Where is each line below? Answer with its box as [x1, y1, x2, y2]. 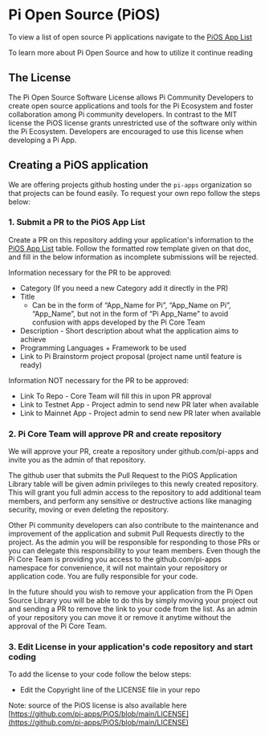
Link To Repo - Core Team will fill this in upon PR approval [19, 391, 212, 401]
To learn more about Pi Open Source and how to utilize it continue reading [8, 47, 253, 57]
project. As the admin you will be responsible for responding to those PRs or [8, 537, 260, 547]
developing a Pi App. [8, 135, 77, 145]
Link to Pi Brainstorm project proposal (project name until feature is [19, 351, 243, 361]
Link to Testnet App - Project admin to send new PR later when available [19, 399, 259, 409]
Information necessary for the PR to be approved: [8, 267, 173, 277]
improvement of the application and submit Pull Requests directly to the [8, 529, 245, 539]
